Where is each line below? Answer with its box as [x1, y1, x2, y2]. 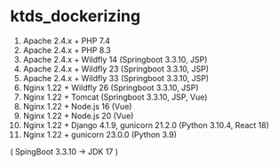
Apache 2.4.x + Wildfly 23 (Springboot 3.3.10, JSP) [22, 64, 210, 74]
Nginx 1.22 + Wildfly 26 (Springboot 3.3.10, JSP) [22, 82, 199, 93]
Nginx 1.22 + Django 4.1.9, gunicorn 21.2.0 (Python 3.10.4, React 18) [22, 119, 270, 130]
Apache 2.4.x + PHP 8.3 [22, 44, 112, 55]
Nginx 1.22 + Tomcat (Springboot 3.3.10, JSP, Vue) [22, 91, 208, 102]
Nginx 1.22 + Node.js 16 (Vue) [22, 101, 132, 111]
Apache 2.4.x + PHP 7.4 [22, 35, 110, 46]
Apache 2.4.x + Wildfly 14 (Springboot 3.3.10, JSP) [22, 54, 208, 64]
